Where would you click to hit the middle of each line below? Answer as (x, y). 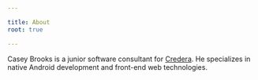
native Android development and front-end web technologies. (108, 67)
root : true (25, 29)
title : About (29, 22)
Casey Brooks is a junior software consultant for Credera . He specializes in (129, 59)
